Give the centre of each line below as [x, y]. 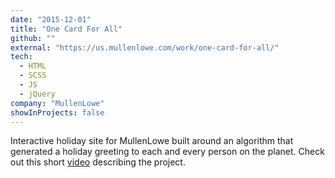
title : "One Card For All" [66, 29]
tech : [21, 57]
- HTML [33, 66]
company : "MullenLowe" [57, 103]
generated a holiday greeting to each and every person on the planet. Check [167, 152]
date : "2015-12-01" [51, 19]
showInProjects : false [57, 112]
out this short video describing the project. [98, 162]
